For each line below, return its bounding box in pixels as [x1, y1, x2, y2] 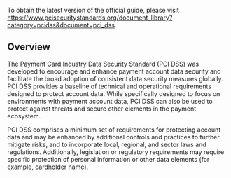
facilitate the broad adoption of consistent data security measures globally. [7, 74, 224, 83]
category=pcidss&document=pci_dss [7, 21, 115, 29]
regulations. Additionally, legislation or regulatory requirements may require [7, 147, 225, 156]
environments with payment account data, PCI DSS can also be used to [7, 97, 213, 105]
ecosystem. [7, 111, 41, 120]
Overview [7, 41, 51, 53]
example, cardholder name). [7, 163, 89, 171]
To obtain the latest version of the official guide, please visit [7, 6, 180, 14]
